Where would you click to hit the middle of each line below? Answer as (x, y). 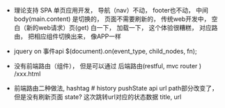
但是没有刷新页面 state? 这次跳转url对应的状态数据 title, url (98, 97)
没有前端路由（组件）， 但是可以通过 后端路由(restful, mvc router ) (108, 66)
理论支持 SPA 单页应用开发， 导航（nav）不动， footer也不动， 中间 (111, 10)
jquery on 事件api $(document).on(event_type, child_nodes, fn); (105, 51)
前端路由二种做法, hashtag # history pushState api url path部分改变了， (116, 88)
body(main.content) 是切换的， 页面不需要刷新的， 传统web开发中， (112, 19)
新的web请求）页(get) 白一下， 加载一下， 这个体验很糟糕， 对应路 (122, 28)
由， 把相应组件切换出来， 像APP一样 (68, 36)
